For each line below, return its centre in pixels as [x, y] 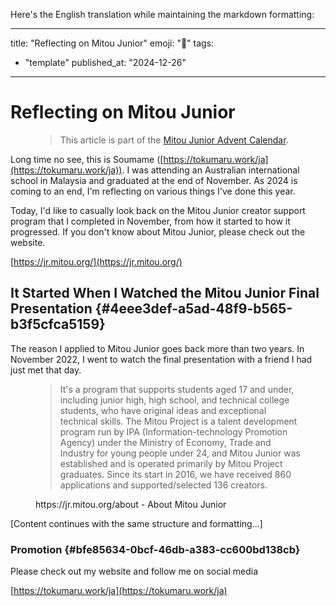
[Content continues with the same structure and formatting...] [136, 523]
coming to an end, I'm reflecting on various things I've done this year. [153, 191]
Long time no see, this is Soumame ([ [87, 159]
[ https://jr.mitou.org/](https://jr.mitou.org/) [96, 261]
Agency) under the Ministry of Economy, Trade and [165, 442]
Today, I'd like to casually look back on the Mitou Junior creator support [158, 210]
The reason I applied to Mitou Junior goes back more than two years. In [157, 348]
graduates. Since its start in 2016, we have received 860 [175, 474]
